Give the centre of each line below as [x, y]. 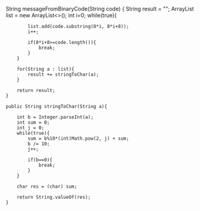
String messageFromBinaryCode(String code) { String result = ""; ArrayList [100, 9]
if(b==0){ [40, 160]
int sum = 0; [33, 123]
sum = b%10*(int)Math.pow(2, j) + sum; [79, 138]
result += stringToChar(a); [63, 74]
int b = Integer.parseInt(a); [55, 117]
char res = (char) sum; [47, 187]
